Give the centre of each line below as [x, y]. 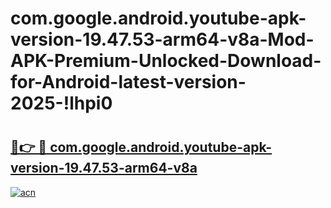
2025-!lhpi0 [61, 103]
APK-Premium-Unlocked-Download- [166, 61]
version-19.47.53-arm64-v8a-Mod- [162, 39]
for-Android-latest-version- [128, 82]
